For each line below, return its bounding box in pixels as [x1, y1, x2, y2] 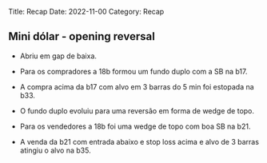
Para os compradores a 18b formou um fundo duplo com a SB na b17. [19, 66, 248, 76]
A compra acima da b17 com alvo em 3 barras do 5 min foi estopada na [19, 81, 254, 91]
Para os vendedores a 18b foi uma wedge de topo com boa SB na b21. [19, 121, 251, 131]
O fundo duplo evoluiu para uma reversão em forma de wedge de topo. [19, 105, 254, 115]
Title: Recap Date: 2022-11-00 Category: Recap [8, 7, 165, 16]
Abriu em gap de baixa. [19, 51, 98, 61]
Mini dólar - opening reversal [8, 30, 156, 43]
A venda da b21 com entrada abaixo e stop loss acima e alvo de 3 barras [19, 137, 260, 146]
